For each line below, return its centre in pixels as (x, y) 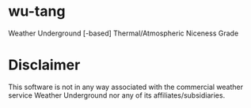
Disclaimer (44, 65)
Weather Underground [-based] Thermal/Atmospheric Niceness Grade (124, 33)
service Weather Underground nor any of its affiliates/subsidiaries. (117, 95)
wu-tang (37, 11)
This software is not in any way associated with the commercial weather (126, 87)
